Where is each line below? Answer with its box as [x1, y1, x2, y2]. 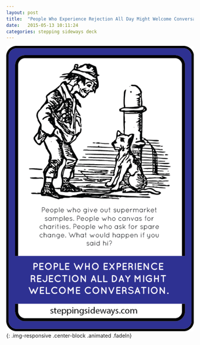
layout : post [6, 10, 39, 16]
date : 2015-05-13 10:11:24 [6, 22, 79, 28]
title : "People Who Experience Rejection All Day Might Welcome [6, 16, 171, 22]
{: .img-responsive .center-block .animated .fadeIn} [6, 332, 132, 339]
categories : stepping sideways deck [6, 29, 97, 35]
